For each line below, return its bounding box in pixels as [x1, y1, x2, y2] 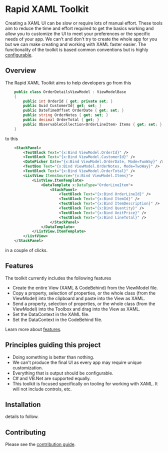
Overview [5, 66, 36, 75]
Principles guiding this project [5, 341, 101, 349]
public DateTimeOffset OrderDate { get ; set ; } [23, 108, 124, 113]
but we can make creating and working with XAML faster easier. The [5, 41, 146, 47]
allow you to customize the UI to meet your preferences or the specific [5, 30, 150, 36]
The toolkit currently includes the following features [5, 275, 111, 281]
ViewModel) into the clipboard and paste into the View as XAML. [12, 295, 145, 301]
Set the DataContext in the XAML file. [12, 311, 89, 317]
